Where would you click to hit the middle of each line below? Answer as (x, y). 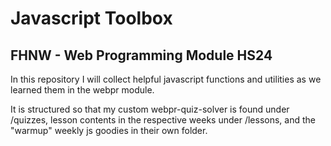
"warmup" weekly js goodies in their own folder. (109, 130)
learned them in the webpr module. (82, 90)
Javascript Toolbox (91, 18)
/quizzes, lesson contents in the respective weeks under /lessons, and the (163, 120)
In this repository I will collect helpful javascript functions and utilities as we (166, 79)
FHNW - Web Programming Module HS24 (141, 55)
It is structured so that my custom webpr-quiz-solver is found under (150, 109)
